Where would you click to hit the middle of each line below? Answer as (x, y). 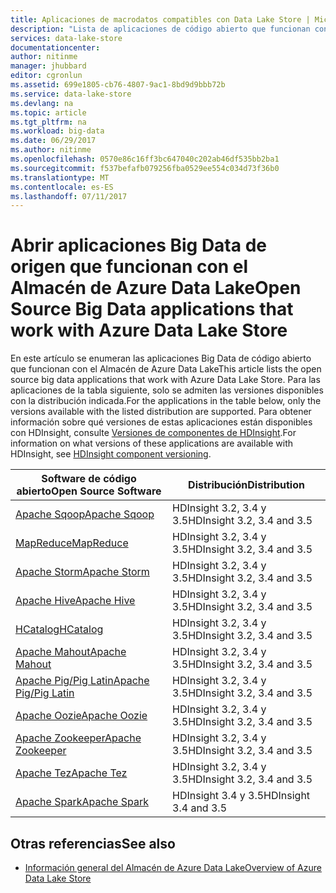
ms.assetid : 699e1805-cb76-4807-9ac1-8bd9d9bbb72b (118, 85)
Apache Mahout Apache (71, 652)
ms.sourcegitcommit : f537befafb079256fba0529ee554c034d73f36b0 (145, 168)
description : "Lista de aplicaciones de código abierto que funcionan (160, 29)
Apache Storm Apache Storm (82, 572)
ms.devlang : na (42, 103)
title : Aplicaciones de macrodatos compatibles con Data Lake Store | (160, 19)
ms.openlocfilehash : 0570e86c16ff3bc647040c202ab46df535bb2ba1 (145, 159)
